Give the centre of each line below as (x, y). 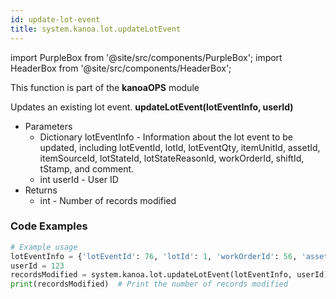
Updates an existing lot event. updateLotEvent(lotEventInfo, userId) (152, 107)
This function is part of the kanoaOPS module (105, 87)
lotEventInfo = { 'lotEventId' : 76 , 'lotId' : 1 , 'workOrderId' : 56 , (154, 256)
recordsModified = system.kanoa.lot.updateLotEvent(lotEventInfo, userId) (169, 275)
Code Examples (49, 226)
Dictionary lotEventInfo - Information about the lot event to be (166, 137)
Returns (41, 190)
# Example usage (44, 247)
